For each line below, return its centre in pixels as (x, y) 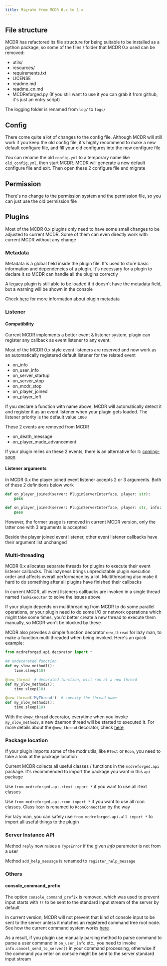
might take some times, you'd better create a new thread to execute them (81, 617)
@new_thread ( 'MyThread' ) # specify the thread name (61, 698)
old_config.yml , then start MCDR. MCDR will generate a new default (75, 163)
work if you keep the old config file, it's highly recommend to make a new (81, 143)
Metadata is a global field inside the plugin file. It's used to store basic (77, 264)
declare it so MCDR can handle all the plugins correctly (62, 274)
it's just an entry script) (36, 100)
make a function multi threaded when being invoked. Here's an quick (76, 638)
